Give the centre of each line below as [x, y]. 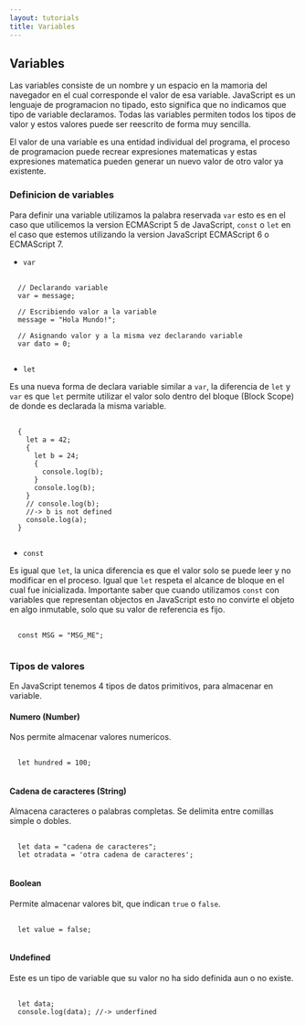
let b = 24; [56, 455]
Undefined [30, 957]
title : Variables [42, 27]
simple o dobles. [40, 821]
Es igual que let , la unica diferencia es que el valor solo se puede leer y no [150, 570]
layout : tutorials [44, 18]
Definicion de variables [62, 195]
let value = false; [55, 929]
